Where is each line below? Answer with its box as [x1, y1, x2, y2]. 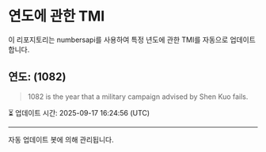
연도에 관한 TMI [8, 7, 105, 25]
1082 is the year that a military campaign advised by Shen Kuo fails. [27, 92, 249, 101]
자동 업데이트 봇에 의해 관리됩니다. [8, 135, 114, 144]
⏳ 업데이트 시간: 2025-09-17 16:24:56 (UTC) [8, 108, 150, 117]
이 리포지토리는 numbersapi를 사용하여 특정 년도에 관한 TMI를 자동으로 [8, 35, 229, 44]
